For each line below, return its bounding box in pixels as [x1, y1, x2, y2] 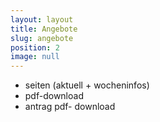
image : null [10, 52, 60, 62]
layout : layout [10, 14, 74, 25]
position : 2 [10, 42, 60, 53]
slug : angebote [10, 33, 74, 43]
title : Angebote [10, 24, 78, 34]
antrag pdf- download [24, 101, 116, 113]
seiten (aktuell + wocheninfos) [24, 79, 150, 91]
